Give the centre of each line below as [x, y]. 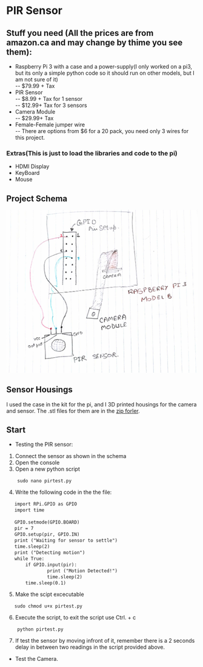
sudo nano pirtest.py [44, 481]
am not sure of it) [37, 79]
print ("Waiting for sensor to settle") [66, 541]
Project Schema [37, 198]
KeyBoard [27, 173]
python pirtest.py [40, 629]
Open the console [37, 463]
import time [29, 510]
